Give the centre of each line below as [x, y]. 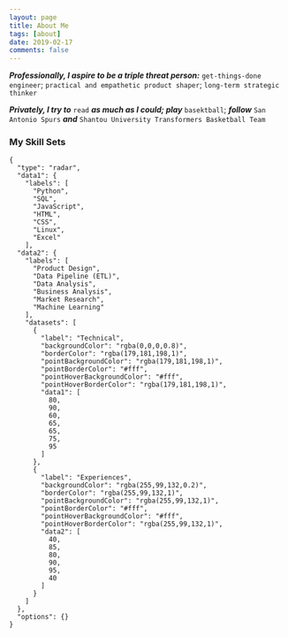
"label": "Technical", [83, 338]
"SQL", [45, 199]
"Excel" [47, 238]
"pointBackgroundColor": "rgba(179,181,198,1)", [132, 362]
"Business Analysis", [72, 292]
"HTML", [47, 215]
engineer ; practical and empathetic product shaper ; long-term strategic [144, 85]
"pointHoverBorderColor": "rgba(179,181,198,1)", [134, 385]
